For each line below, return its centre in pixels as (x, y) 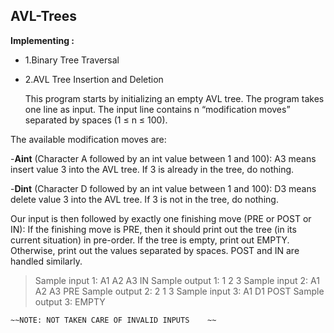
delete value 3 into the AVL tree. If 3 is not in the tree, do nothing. (144, 199)
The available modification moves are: (88, 139)
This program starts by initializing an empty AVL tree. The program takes (174, 98)
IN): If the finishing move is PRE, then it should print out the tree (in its (153, 229)
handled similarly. (46, 261)
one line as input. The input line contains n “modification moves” (157, 109)
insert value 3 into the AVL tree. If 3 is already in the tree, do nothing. (152, 169)
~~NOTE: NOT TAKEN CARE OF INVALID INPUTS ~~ (113, 320)
